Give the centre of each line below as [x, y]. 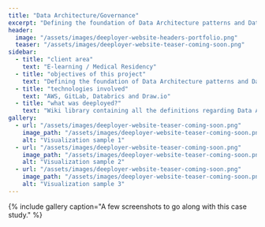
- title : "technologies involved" [72, 89]
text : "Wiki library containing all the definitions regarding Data [137, 111]
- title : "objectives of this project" [81, 74]
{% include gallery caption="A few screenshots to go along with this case [127, 207]
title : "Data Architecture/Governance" [74, 15]
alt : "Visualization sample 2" [74, 162]
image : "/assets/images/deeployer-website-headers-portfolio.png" [127, 37]
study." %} [26, 214]
